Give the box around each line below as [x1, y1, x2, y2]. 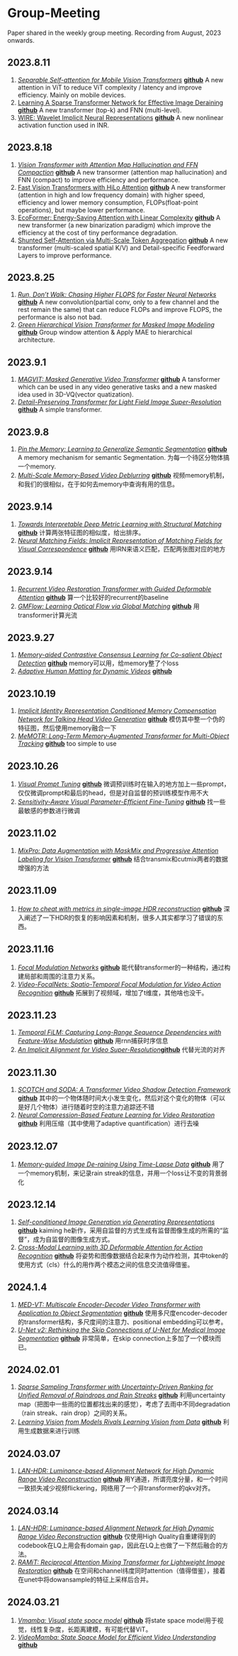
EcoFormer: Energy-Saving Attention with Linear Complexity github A [17, 213, 221, 222]
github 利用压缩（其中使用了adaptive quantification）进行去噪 [17, 1119, 200, 1128]
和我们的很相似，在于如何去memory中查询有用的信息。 [17, 480, 179, 488]
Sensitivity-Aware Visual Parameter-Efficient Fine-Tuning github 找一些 [17, 797, 226, 806]
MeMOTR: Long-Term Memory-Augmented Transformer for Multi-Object [17, 732, 229, 741]
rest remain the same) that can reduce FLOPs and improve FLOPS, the [17, 306, 222, 314]
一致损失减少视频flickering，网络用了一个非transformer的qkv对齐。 [17, 1484, 215, 1493]
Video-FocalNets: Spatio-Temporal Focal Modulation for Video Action [17, 979, 222, 989]
